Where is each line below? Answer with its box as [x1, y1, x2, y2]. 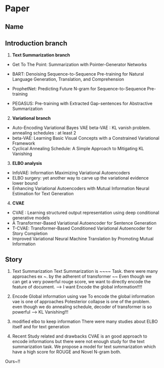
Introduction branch [5, 39, 68, 47]
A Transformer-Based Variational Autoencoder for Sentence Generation [12, 220, 157, 226]
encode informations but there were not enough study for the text [12, 339, 145, 344]
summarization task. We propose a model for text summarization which [12, 344, 156, 350]
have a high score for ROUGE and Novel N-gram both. [12, 349, 121, 355]
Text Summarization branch [12, 52, 70, 58]
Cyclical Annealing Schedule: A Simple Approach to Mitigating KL [12, 146, 144, 152]
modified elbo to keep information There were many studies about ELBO [12, 318, 158, 324]
